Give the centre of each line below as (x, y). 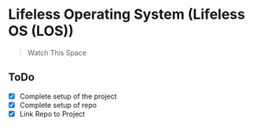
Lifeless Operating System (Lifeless (127, 14)
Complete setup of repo (58, 105)
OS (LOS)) (41, 31)
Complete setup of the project (68, 96)
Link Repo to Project (52, 113)
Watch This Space (57, 52)
